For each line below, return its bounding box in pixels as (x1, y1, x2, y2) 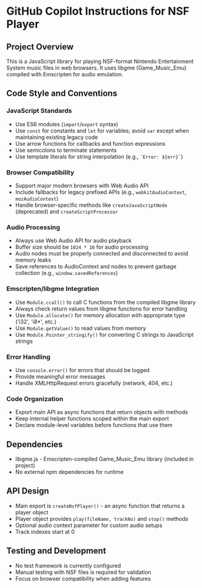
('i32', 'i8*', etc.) (15, 318, 57, 325)
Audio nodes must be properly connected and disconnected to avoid (15, 250, 189, 257)
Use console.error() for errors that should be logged (15, 366, 150, 373)
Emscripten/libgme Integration (6, 285, 99, 293)
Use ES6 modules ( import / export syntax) (15, 120, 118, 127)
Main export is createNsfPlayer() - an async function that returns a (15, 502, 185, 509)
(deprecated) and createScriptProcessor (15, 207, 118, 215)
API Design (6, 486, 49, 497)
